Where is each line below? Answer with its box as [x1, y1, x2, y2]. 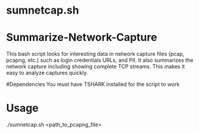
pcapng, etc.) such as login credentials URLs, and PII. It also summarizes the [6, 57, 194, 64]
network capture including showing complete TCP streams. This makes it [6, 63, 185, 70]
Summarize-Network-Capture [6, 31, 157, 44]
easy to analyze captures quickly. [6, 69, 88, 76]
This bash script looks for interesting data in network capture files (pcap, [6, 50, 185, 58]
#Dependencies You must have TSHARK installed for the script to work [6, 81, 180, 88]
